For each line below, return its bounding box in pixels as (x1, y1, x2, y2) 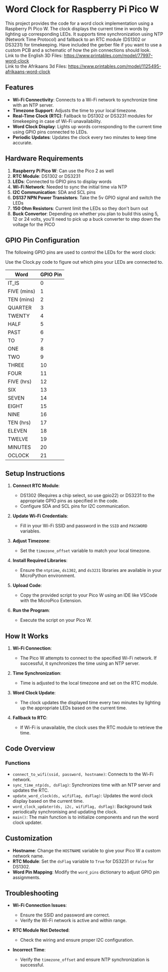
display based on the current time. (12, 798, 84, 804)
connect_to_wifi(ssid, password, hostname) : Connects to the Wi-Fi (12, 771, 154, 777)
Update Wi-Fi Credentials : (12, 513, 69, 519)
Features (5, 83, 34, 92)
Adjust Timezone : (12, 538, 50, 544)
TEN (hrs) (8, 419, 31, 426)
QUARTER (8, 304, 32, 311)
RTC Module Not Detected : (12, 927, 70, 933)
